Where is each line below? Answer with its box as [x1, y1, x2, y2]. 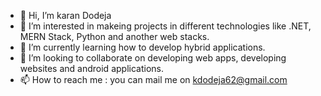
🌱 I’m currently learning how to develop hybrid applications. [19, 41, 266, 53]
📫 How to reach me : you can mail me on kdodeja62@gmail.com [19, 74, 288, 85]
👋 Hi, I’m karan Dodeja [19, 10, 112, 21]
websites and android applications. [19, 63, 164, 74]
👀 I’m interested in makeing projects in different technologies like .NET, [19, 20, 312, 32]
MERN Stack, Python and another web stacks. [19, 31, 210, 42]
